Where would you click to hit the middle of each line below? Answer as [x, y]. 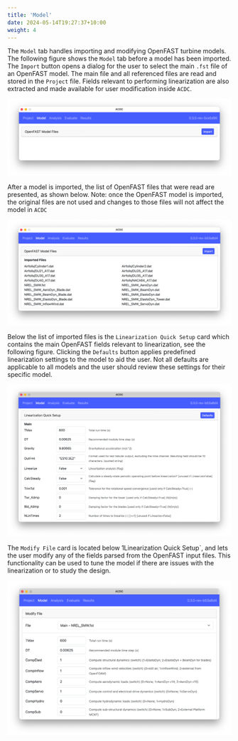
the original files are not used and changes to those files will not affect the [116, 202]
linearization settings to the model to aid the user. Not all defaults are [108, 359]
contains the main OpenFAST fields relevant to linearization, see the [107, 344]
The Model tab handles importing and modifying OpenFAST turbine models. [117, 51]
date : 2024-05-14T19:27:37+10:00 [57, 22]
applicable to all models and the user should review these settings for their [117, 367]
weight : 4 [22, 30]
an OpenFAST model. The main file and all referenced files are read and [112, 74]
